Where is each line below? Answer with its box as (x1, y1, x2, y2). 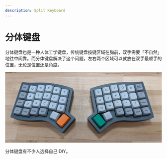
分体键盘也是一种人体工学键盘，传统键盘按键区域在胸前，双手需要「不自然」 (5, 49, 162, 55)
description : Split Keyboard (5, 8, 66, 13)
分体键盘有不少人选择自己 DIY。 (5, 149, 71, 155)
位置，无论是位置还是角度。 (5, 61, 62, 67)
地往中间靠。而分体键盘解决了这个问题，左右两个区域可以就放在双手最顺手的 (5, 55, 162, 61)
